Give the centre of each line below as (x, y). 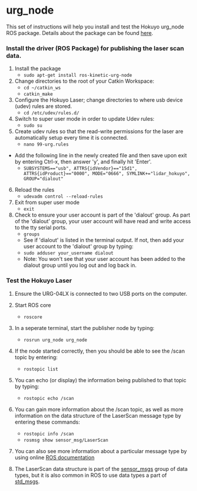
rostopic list (41, 369)
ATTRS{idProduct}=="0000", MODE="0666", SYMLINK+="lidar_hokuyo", (107, 174)
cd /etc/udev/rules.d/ (51, 113)
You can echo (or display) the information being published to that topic (101, 380)
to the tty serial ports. (41, 228)
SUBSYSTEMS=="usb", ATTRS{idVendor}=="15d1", (80, 169)
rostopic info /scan (49, 434)
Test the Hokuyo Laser (39, 280)
